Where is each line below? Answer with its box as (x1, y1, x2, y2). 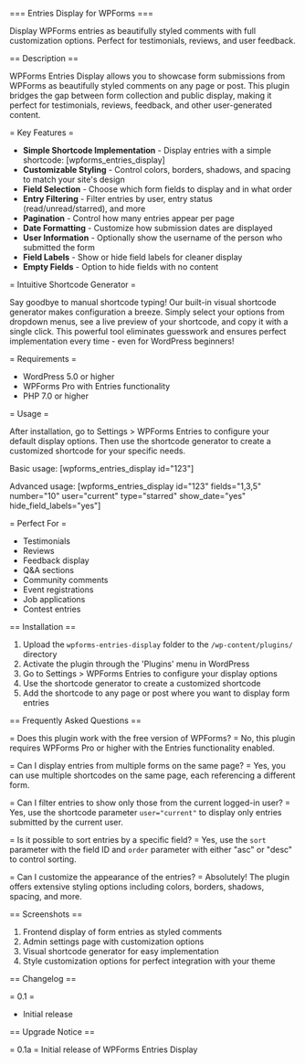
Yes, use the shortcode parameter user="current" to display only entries (9, 807, 282, 817)
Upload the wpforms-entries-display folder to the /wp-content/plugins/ (22, 639, 294, 650)
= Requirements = (9, 354, 78, 364)
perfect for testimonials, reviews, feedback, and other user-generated (9, 100, 272, 111)
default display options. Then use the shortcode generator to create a (9, 436, 271, 446)
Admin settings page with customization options (22, 936, 205, 947)
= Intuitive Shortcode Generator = (9, 279, 137, 290)
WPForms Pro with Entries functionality (22, 381, 171, 391)
